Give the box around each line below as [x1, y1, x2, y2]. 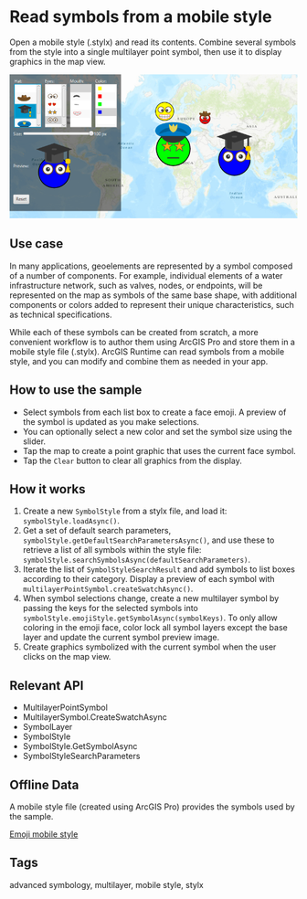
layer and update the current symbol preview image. [22, 632, 220, 643]
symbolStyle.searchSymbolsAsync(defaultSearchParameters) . [22, 555, 251, 566]
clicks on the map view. [22, 651, 111, 662]
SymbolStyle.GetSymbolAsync [22, 741, 138, 752]
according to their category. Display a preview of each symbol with [22, 574, 276, 585]
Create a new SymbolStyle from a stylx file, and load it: [22, 505, 228, 517]
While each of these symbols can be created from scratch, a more [9, 326, 259, 337]
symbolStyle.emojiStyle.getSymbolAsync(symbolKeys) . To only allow [22, 612, 278, 623]
